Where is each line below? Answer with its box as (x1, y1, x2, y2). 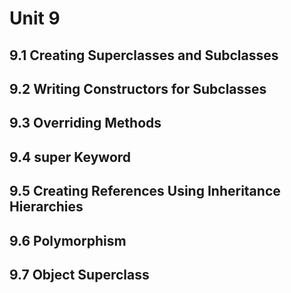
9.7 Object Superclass (9, 266, 150, 283)
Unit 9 (9, 7, 61, 30)
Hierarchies (9, 198, 84, 216)
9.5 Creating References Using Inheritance (9, 183, 281, 200)
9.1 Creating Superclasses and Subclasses (9, 47, 279, 64)
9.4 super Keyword (9, 148, 132, 166)
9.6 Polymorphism (9, 232, 127, 249)
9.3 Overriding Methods (9, 115, 162, 132)
